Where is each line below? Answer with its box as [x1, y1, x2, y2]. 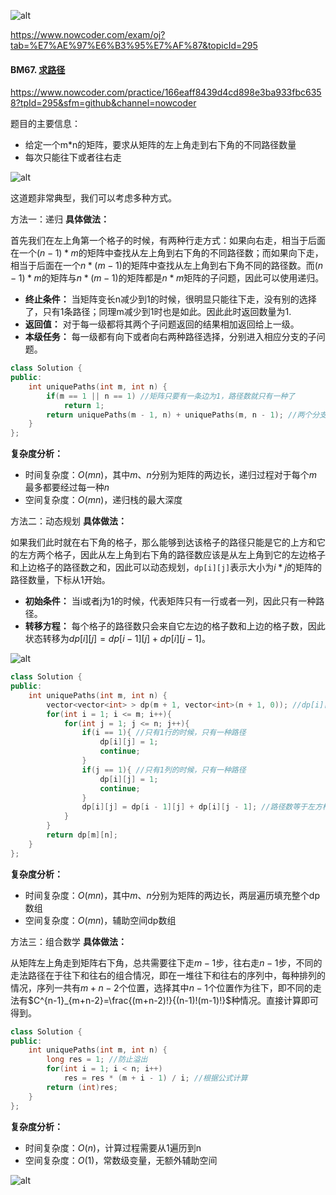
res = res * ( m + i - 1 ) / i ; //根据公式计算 [63, 1073, 248, 1084]
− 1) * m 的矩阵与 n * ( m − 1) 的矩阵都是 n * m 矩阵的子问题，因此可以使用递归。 [10, 272, 325, 284]
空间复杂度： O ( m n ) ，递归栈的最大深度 [24, 494, 183, 506]
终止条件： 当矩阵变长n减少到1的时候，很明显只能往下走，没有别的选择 [24, 293, 317, 305]
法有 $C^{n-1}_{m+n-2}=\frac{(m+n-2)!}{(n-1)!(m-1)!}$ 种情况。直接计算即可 [10, 994, 320, 1006]
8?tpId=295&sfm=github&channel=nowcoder [10, 97, 197, 109]
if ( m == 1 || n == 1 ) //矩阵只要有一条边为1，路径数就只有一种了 [46, 391, 296, 401]
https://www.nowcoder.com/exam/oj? [10, 29, 166, 40]
